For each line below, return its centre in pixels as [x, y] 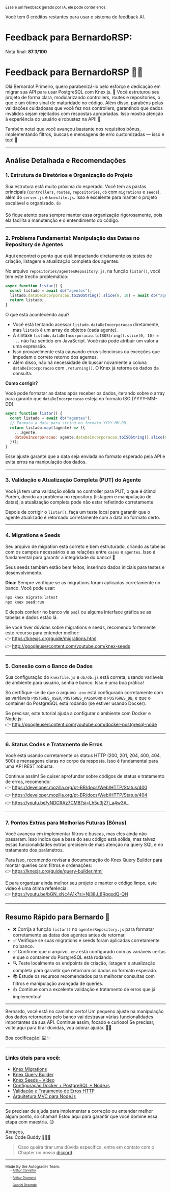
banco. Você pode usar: [31, 588]
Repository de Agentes [34, 244]
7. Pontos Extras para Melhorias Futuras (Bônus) [66, 823]
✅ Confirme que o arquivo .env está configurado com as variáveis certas [89, 952]
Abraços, [15, 1132]
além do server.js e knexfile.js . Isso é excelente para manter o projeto [81, 197]
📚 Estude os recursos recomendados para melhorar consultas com [84, 976]
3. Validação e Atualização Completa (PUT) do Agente [73, 480]
